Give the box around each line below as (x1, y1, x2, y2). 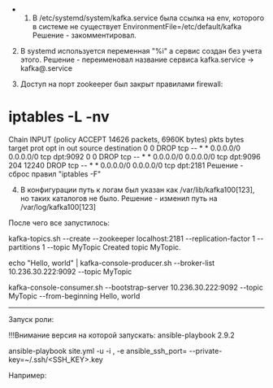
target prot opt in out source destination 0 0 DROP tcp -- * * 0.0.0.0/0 (8, 143, 241, 153)
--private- (188, 346, 223, 355)
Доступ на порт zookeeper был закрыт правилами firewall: (19, 79, 223, 89)
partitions (8, 242, 41, 252)
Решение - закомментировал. (32, 30, 136, 40)
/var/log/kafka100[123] (19, 202, 96, 211)
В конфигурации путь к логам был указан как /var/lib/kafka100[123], (19, 185, 255, 194)
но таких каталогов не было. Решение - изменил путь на (19, 193, 218, 203)
